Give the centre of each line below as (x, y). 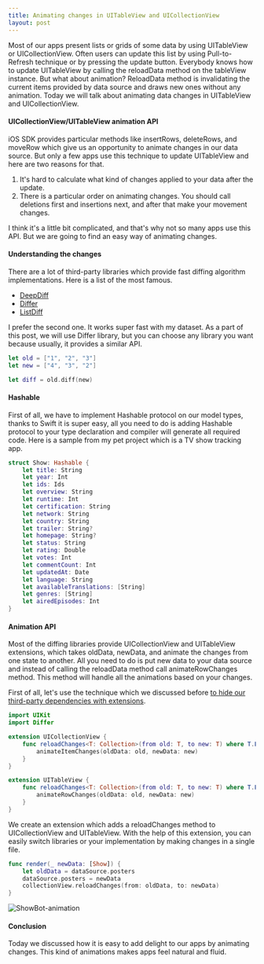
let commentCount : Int (59, 565)
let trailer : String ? (57, 528)
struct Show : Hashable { (49, 463)
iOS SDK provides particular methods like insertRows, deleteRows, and (123, 139)
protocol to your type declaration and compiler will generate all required (125, 431)
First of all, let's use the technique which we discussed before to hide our (127, 693)
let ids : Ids (44, 485)
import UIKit (29, 716)
